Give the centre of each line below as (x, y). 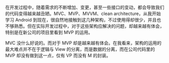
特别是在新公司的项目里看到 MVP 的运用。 (49, 32)
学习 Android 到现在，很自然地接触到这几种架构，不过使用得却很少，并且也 (83, 20)
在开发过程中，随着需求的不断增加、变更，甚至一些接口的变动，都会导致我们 (85, 7)
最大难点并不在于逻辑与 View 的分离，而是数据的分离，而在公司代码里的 (80, 49)
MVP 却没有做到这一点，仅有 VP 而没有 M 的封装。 (58, 55)
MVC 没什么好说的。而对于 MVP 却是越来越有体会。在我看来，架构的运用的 (83, 43)
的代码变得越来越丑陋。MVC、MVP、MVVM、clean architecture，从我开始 (83, 13)
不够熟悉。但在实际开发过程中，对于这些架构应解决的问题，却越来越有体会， (85, 26)
